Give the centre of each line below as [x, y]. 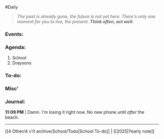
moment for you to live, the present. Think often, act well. [75, 22]
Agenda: [15, 47]
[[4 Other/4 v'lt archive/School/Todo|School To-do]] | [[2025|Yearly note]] [80, 131]
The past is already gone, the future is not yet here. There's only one [86, 16]
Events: [14, 34]
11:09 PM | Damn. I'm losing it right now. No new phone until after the [75, 112]
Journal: [15, 102]
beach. [12, 117]
